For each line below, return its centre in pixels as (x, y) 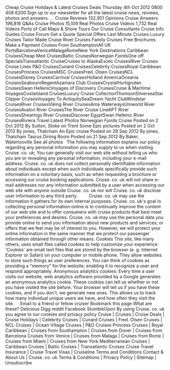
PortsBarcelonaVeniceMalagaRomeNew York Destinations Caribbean (77, 50)
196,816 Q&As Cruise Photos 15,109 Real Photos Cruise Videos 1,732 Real (81, 23)
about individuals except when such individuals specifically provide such (81, 169)
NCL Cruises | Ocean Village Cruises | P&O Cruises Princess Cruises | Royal (84, 325)
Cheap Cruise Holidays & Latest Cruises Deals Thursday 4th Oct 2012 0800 (84, 7)
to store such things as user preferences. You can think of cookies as (77, 260)
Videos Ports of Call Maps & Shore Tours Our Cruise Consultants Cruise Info (85, 29)
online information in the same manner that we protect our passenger (78, 233)
